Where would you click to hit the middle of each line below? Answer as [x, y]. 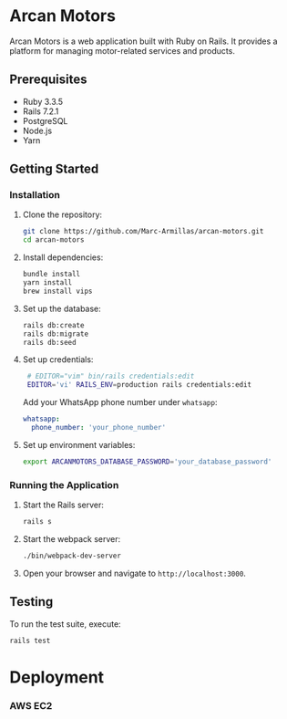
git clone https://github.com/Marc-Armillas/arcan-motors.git [143, 232]
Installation [35, 195]
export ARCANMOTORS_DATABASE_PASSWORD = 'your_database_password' [147, 462]
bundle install [51, 275]
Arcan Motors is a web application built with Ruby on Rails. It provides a [143, 41]
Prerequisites [48, 80]
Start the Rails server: [63, 505]
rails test [30, 641]
